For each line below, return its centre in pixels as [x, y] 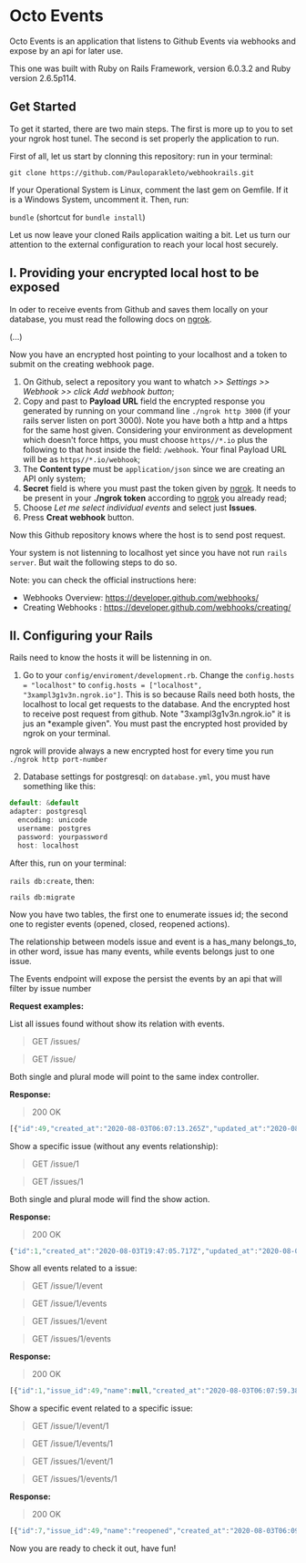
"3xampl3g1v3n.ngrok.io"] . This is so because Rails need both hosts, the [159, 694]
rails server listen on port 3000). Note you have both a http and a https [155, 420]
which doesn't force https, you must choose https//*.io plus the [145, 439]
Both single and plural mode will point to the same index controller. [134, 1076]
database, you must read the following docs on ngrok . [111, 319]
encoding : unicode [53, 820]
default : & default [44, 803]
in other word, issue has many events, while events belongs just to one [142, 951]
